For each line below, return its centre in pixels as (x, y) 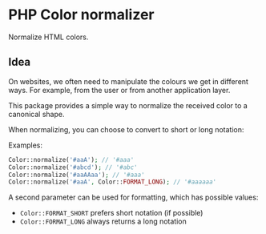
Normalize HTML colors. (48, 37)
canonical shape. (36, 114)
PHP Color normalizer (81, 15)
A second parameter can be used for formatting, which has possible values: (133, 197)
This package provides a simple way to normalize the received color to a (128, 105)
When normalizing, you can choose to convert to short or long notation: (126, 129)
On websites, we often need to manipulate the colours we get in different (128, 81)
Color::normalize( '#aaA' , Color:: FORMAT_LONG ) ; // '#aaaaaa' (113, 182)
